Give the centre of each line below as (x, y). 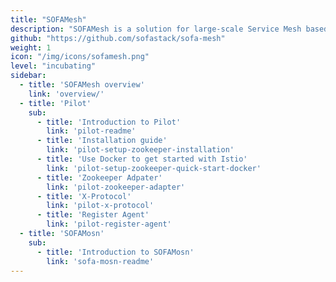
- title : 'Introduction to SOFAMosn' (115, 252)
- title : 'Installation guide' (102, 141)
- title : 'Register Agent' (93, 215)
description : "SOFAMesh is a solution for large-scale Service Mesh (156, 29)
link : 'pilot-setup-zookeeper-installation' (140, 150)
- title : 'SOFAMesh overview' (82, 85)
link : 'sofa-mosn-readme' (100, 261)
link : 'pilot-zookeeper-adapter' (116, 187)
